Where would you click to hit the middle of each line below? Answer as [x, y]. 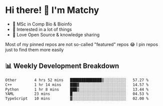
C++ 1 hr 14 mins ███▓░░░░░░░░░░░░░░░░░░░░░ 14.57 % [77, 84]
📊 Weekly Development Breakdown [62, 66]
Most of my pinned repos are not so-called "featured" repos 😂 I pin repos [82, 44]
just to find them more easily [34, 49]
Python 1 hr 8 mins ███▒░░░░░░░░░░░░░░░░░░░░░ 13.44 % [77, 89]
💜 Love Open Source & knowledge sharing [56, 34]
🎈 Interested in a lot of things [42, 29]
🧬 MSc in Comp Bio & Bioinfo [42, 24]
